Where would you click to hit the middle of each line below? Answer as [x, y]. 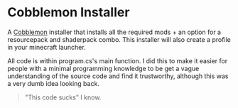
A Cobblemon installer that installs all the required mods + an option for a [114, 32]
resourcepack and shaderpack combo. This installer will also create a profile [119, 39]
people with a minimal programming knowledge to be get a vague [103, 68]
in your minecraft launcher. [47, 47]
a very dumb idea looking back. [53, 83]
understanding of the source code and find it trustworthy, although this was [118, 76]
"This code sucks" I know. [63, 97]
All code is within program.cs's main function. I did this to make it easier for [118, 60]
